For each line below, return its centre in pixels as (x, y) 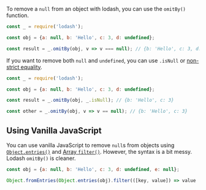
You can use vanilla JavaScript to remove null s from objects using (90, 145)
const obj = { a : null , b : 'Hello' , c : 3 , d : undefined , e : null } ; (93, 169)
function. (18, 15)
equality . (32, 67)
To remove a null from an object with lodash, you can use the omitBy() (96, 9)
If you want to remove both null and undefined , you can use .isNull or (96, 60)
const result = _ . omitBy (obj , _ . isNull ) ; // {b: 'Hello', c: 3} (90, 101)
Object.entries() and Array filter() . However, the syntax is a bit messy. (99, 151)
